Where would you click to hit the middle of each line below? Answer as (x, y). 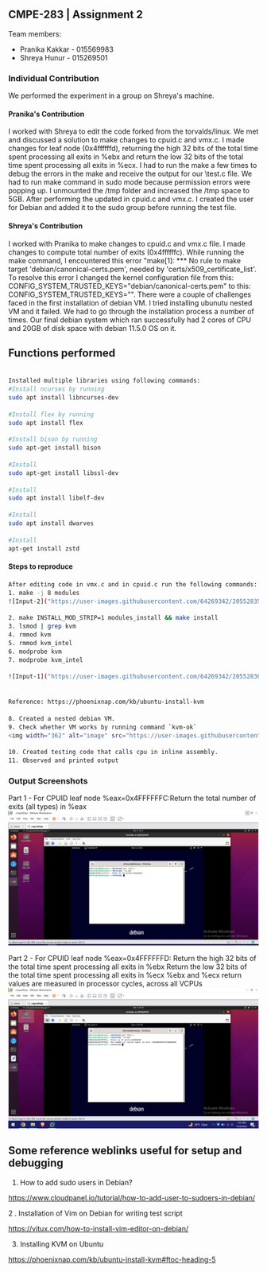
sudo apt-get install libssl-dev (64, 473)
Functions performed (62, 353)
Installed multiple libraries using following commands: (104, 381)
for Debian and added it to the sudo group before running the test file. (122, 208)
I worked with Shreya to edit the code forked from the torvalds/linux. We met (133, 131)
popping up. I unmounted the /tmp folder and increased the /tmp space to (129, 191)
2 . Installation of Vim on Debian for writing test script (95, 1213)
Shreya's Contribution (46, 226)
